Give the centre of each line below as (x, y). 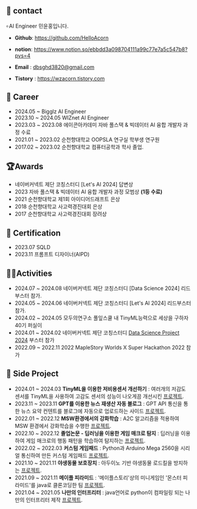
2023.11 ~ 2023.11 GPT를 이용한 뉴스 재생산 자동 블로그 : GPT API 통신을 (98, 404)
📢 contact (24, 11)
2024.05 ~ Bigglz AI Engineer (50, 111)
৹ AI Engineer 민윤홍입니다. (37, 26)
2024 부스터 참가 (35, 340)
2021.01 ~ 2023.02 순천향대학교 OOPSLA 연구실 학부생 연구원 (87, 139)
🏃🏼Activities (29, 273)
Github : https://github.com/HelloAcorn (62, 38)
